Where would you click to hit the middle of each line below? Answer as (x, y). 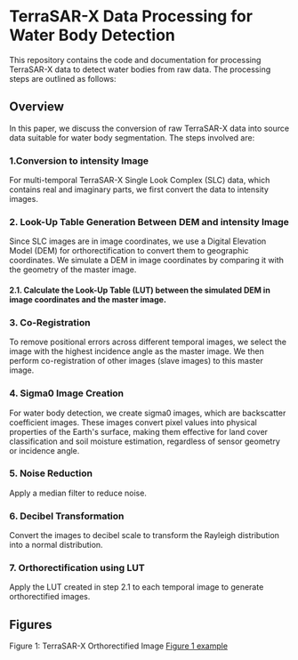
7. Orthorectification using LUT (77, 568)
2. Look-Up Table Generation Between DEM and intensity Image (149, 221)
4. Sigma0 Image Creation (67, 393)
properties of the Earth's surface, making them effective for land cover (139, 431)
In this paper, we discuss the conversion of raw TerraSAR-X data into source (149, 128)
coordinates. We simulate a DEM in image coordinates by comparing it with (147, 261)
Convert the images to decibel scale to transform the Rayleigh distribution (145, 535)
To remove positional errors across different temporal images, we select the (148, 342)
